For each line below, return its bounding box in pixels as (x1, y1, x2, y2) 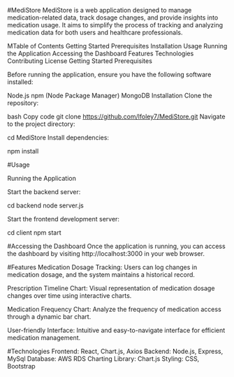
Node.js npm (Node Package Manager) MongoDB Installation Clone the (7, 91, 212, 100)
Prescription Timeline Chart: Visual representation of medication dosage (7, 284, 215, 292)
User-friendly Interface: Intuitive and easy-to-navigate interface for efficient (7, 326, 226, 334)
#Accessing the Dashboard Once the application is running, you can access (7, 242, 226, 250)
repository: (7, 99, 39, 107)
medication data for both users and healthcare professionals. (7, 28, 183, 36)
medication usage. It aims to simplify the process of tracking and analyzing (7, 21, 224, 29)
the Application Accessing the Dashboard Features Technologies (7, 49, 194, 57)
